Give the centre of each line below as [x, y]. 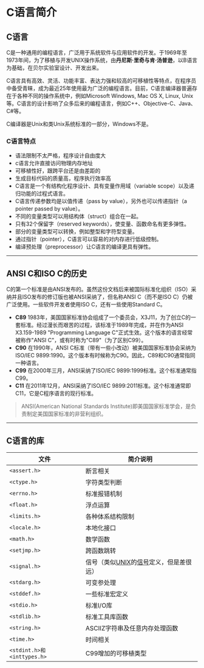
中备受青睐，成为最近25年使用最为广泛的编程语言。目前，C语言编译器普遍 [99, 88]
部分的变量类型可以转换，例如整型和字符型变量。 [76, 232]
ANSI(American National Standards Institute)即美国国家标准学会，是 [106, 406]
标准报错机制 [104, 494]
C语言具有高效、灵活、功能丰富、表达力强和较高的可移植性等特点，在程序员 [101, 81]
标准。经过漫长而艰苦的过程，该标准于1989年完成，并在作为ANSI [102, 325]
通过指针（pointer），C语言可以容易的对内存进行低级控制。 [88, 239]
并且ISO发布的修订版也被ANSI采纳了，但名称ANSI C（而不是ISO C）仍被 [102, 297]
